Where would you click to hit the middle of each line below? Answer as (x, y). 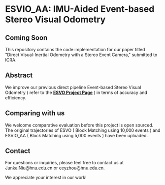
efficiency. (16, 97)
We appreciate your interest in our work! (46, 178)
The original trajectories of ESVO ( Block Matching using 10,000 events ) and (83, 130)
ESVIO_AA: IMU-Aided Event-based (80, 9)
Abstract (19, 76)
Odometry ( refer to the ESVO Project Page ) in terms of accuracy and (76, 92)
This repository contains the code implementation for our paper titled (75, 49)
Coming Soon (26, 38)
